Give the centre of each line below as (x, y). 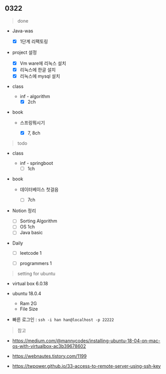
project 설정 (24, 52)
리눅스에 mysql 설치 (40, 76)
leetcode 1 (31, 253)
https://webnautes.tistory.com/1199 (49, 356)
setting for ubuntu (36, 273)
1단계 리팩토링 (34, 41)
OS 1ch (27, 227)
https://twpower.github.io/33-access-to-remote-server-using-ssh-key (86, 366)
